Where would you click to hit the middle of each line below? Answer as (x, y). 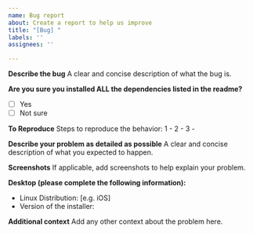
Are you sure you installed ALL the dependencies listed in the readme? (125, 89)
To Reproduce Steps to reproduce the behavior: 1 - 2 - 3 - (102, 129)
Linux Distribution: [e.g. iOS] (65, 198)
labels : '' (26, 37)
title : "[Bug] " (34, 30)
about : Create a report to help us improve (80, 23)
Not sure (34, 113)
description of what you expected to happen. (81, 152)
